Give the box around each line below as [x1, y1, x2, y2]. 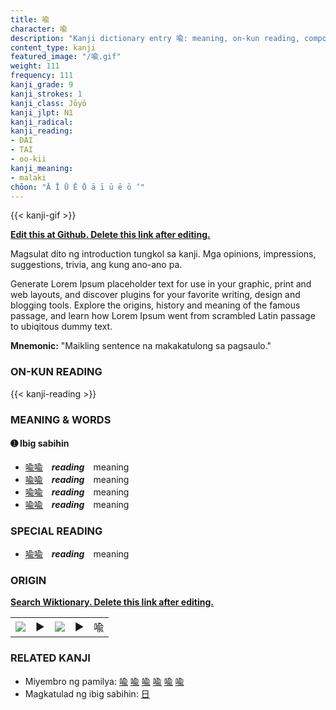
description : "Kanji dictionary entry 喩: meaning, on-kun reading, [10, 33, 300, 43]
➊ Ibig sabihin [10, 437, 70, 450]
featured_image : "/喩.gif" [10, 52, 122, 62]
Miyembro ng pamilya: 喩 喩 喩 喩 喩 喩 [24, 675, 185, 687]
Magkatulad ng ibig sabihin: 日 [24, 687, 150, 700]
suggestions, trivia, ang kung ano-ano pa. [10, 259, 183, 271]
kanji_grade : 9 [10, 80, 74, 90]
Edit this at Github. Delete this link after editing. [10, 229, 211, 241]
